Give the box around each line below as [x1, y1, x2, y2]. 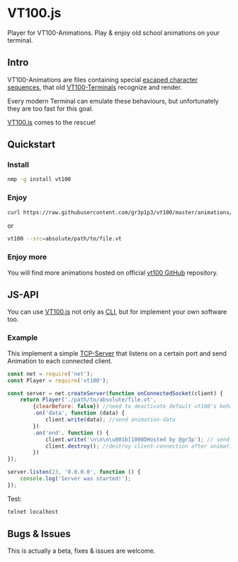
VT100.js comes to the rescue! [7, 118, 96, 126]
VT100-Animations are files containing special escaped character [7, 75, 198, 84]
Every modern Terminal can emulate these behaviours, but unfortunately [7, 97, 220, 105]
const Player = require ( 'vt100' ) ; [7, 377, 110, 384]
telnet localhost [7, 508, 59, 515]
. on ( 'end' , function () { [33, 429, 110, 436]
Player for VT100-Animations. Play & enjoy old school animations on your [7, 28, 220, 37]
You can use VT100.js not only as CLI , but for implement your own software [7, 307, 227, 316]
